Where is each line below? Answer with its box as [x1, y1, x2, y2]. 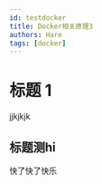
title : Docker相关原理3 [9, 22, 93, 31]
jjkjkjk [9, 111, 31, 122]
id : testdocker [9, 13, 67, 23]
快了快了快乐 [9, 165, 57, 176]
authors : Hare [9, 30, 63, 39]
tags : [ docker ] [9, 38, 67, 48]
